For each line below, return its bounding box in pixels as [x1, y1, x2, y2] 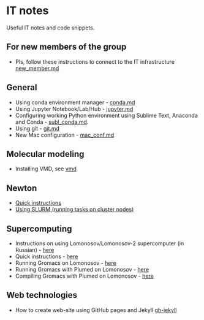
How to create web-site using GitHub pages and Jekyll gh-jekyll [15, 306, 177, 313]
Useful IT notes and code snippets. [6, 24, 95, 31]
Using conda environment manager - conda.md [15, 99, 135, 106]
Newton [6, 183, 37, 193]
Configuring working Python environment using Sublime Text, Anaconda [15, 112, 198, 119]
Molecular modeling [6, 148, 85, 159]
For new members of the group [6, 42, 127, 52]
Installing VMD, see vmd [15, 165, 77, 172]
